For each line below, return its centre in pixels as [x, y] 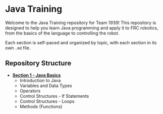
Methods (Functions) [41, 106]
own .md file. [18, 48]
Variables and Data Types [46, 85]
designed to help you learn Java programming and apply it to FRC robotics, [82, 28]
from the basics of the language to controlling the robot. [62, 33]
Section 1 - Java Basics [36, 75]
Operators [30, 91]
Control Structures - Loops [47, 101]
